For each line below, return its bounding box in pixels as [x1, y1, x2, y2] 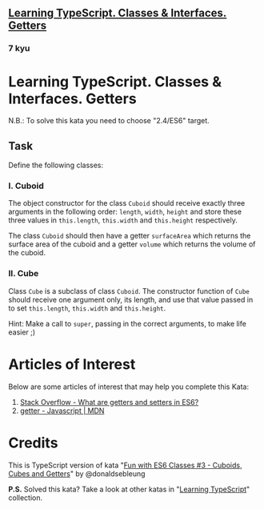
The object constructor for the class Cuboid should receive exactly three [8, 198, 246, 208]
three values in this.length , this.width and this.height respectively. [8, 215, 238, 225]
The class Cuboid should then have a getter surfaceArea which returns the [8, 231, 251, 241]
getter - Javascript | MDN [19, 406, 105, 415]
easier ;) [8, 327, 36, 337]
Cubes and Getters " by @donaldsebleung [8, 468, 146, 479]
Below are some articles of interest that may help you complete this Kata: [8, 382, 250, 391]
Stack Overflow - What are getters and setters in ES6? [19, 397, 199, 407]
